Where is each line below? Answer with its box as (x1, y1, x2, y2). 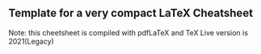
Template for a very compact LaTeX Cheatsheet (8, 6, 253, 20)
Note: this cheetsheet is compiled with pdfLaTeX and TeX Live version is (8, 27, 249, 37)
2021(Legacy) (8, 36, 54, 46)
